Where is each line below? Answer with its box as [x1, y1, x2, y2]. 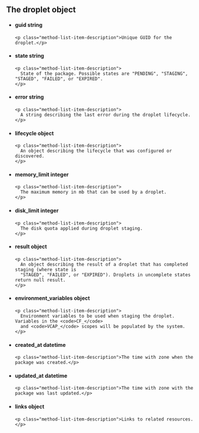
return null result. [14, 277, 66, 283]
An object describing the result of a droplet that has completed [20, 261, 188, 267]
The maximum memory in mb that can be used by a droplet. [20, 189, 167, 195]
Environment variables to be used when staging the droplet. [20, 313, 175, 320]
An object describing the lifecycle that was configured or [20, 148, 172, 154]
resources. [166, 416, 194, 422]
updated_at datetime [14, 372, 68, 379]
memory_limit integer [14, 170, 69, 178]
